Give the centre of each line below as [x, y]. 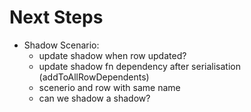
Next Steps [56, 17]
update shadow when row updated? [112, 55]
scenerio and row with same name [109, 87]
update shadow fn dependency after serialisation [139, 66]
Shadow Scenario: [61, 45]
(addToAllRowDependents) [94, 77]
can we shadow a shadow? [94, 98]
